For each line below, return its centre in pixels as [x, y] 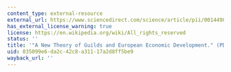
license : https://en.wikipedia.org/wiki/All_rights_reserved [97, 33]
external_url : [27, 20]
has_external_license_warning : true [59, 26]
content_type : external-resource [55, 13]
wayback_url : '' [30, 58]
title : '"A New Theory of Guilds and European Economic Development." [110, 45]
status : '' [23, 39]
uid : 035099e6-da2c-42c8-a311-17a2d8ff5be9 [70, 52]
